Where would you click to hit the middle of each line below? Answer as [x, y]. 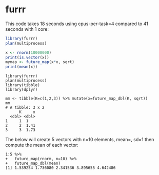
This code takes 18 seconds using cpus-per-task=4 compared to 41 [77, 24]
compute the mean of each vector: [42, 145]
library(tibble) [23, 85]
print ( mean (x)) [22, 67]
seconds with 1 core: [27, 29]
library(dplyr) [22, 90]
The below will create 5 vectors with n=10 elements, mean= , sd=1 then [80, 140]
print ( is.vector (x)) [27, 57]
